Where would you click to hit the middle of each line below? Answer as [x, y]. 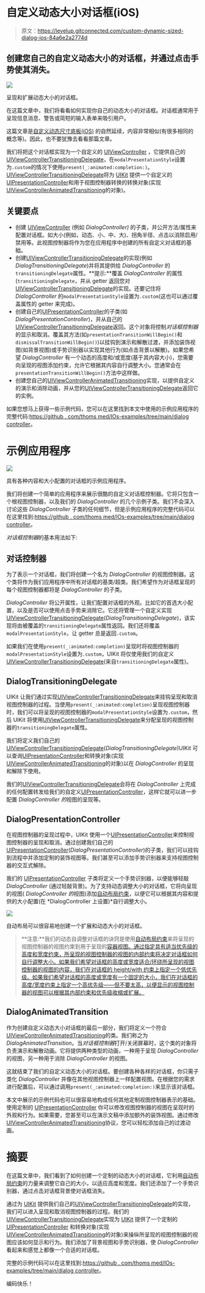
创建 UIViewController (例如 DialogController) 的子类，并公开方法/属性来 [106, 227]
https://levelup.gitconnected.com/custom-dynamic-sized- [111, 31]
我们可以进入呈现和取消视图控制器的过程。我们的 [68, 1211]
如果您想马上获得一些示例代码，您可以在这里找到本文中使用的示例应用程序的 [103, 409]
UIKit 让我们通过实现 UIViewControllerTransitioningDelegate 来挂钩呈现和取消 [102, 697]
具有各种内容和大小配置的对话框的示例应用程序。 [68, 480]
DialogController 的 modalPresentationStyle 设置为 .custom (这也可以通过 [104, 296]
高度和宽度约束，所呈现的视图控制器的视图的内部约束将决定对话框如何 [110, 954]
